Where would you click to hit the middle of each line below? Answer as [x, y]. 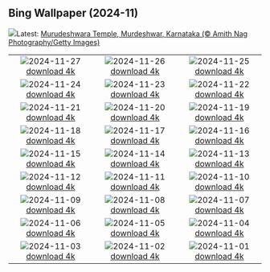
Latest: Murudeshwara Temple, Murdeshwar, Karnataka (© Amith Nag [132, 33]
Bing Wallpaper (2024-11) [74, 13]
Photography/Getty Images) [54, 42]
